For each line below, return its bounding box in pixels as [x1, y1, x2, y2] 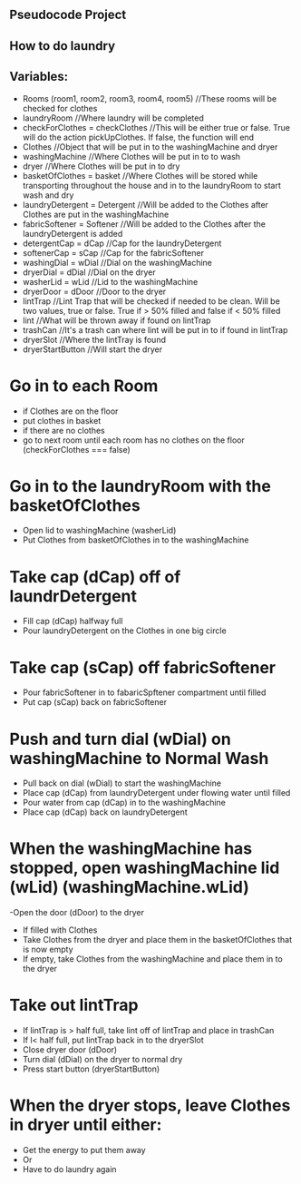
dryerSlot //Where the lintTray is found [22, 334, 166, 345]
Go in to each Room [9, 376, 159, 396]
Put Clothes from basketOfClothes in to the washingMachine [22, 534, 249, 545]
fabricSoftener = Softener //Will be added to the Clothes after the [22, 218, 266, 230]
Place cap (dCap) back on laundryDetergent [22, 807, 188, 817]
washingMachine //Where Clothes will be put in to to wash [22, 151, 241, 161]
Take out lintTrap [9, 995, 139, 1015]
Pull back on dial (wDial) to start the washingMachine [22, 778, 222, 788]
